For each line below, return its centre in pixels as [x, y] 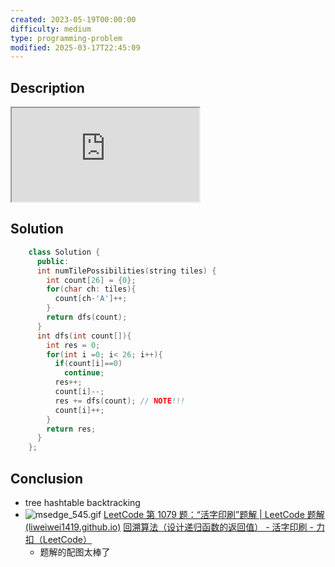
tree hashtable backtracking [82, 502]
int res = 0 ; [73, 345]
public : [53, 261]
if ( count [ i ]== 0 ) [88, 364]
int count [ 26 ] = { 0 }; [91, 280]
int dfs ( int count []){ [84, 336]
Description [47, 87]
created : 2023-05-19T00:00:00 [73, 19]
